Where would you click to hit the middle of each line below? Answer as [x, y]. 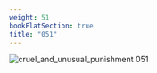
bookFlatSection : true [51, 26]
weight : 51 [29, 17]
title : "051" [33, 34]
